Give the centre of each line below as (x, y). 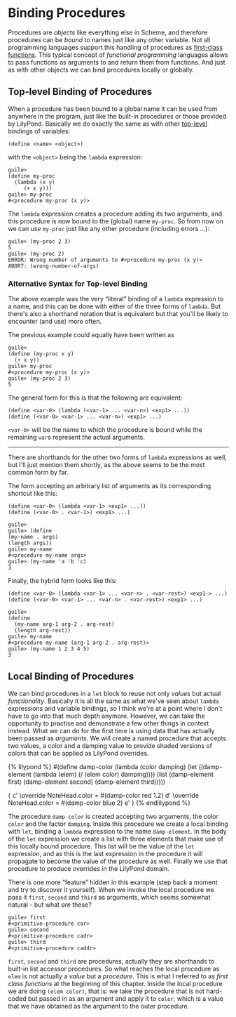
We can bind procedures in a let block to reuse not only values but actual (114, 693)
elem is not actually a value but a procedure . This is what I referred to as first (118, 976)
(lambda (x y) (35, 182)
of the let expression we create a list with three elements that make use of (116, 839)
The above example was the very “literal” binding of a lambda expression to (116, 299)
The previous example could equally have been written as (91, 335)
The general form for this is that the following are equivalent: (95, 398)
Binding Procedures (67, 13)
